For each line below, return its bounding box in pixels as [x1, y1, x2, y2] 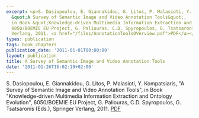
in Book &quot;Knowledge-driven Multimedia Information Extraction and [11, 20, 192, 25]
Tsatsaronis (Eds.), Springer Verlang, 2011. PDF [6, 105, 121, 113]
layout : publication [6, 53, 57, 59]
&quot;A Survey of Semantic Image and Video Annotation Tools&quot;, [11, 14, 187, 20]
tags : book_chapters [6, 42, 57, 48]
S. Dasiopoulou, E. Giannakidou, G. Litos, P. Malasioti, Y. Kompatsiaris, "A [6, 80, 185, 87]
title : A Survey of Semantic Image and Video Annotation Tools [6, 58, 166, 64]
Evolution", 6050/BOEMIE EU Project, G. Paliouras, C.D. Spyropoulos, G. [6, 99, 182, 106]
